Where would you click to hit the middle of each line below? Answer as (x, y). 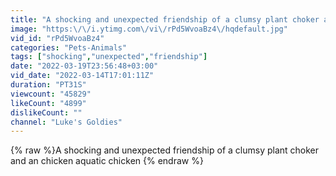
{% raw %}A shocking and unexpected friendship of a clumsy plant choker (165, 150)
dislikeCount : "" (46, 112)
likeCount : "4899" (48, 103)
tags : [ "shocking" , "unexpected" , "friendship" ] (109, 57)
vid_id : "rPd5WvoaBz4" (57, 38)
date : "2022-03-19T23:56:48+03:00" (84, 66)
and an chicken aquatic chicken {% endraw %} (107, 161)
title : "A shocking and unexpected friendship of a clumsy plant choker (165, 19)
